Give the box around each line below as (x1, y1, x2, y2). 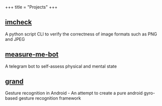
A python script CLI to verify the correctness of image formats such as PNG (5, 31, 157, 37)
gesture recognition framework (19, 95, 81, 101)
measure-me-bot (5, 51, 59, 59)
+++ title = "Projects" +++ (5, 4, 58, 10)
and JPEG (5, 36, 25, 42)
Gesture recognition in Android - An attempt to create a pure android (5, 90, 143, 96)
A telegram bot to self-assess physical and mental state (5, 63, 117, 69)
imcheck (5, 18, 32, 26)
